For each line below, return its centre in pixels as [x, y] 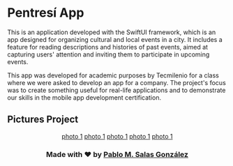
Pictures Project [43, 120]
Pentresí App [46, 13]
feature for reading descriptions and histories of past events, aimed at [107, 47]
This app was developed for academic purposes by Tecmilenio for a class [113, 75]
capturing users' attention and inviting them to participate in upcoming [108, 54]
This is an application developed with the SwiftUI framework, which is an [112, 32]
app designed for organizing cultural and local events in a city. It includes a [115, 39]
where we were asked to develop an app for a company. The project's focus [117, 82]
